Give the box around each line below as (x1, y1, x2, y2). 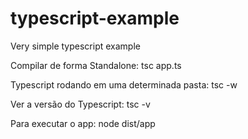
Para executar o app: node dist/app (10, 117, 156, 129)
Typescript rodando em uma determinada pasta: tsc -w (10, 78, 238, 91)
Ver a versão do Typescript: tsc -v (10, 98, 151, 110)
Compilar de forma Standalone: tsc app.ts (10, 59, 182, 71)
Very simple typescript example (10, 40, 141, 52)
